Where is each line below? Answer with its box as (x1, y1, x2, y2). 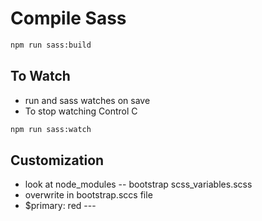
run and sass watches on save (24, 94, 151, 106)
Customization (10, 152, 105, 169)
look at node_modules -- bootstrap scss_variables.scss (24, 178, 253, 191)
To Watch (10, 68, 71, 85)
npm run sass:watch (10, 124, 92, 134)
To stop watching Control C (24, 105, 138, 117)
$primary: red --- (24, 200, 97, 212)
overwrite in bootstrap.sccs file (24, 189, 153, 201)
